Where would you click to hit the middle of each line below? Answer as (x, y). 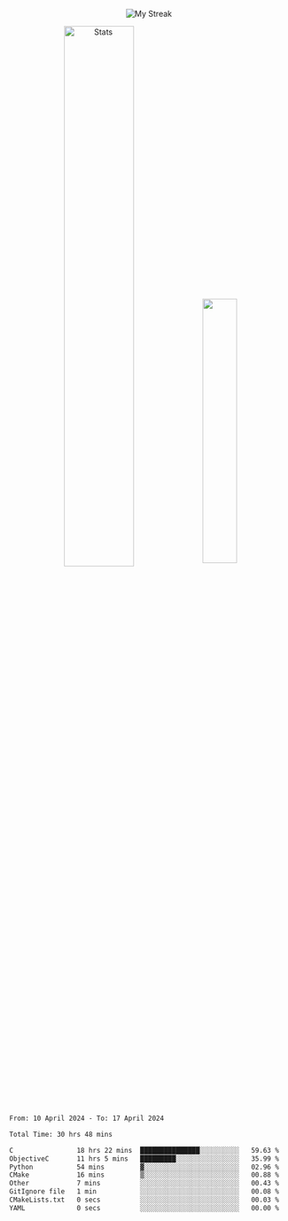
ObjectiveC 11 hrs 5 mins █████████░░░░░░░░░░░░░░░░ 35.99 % (144, 1158)
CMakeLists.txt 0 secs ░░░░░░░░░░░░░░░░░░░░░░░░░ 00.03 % (144, 1200)
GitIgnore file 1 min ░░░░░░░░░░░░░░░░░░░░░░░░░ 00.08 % (144, 1192)
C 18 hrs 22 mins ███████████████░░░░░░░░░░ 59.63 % (144, 1150)
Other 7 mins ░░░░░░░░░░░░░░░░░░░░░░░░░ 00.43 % (144, 1184)
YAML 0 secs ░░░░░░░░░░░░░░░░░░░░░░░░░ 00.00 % (144, 1208)
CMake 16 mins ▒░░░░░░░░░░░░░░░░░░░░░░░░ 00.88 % (144, 1175)
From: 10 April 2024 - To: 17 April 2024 (87, 1118)
